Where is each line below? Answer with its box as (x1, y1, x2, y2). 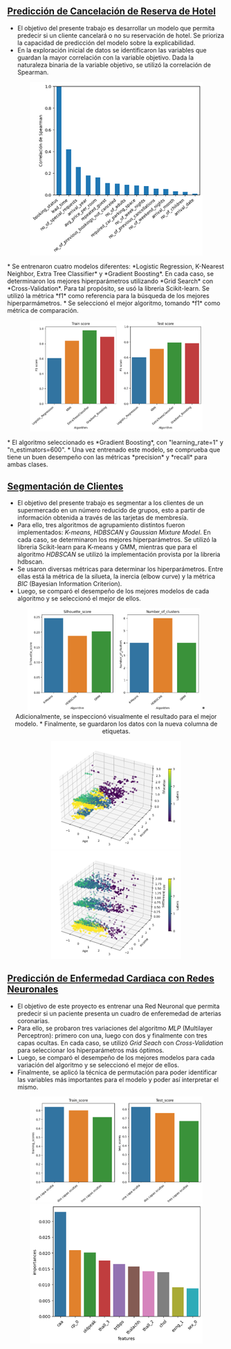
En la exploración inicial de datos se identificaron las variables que (17, 46, 207, 54)
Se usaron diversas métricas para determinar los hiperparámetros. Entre (17, 565, 223, 573)
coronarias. (17, 1016, 50, 1025)
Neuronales (7, 984, 59, 995)
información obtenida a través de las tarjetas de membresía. (17, 513, 189, 522)
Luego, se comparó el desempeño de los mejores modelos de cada (17, 587, 210, 596)
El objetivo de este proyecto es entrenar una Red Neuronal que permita (17, 1002, 220, 1010)
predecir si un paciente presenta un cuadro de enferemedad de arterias (17, 1009, 221, 1018)
